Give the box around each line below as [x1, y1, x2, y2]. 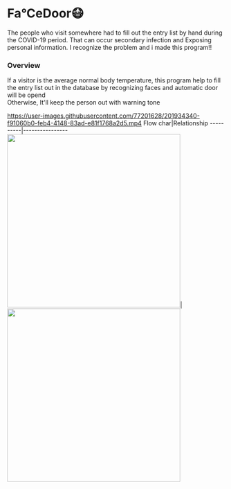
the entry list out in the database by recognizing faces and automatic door [7, 84, 219, 92]
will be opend [7, 91, 46, 99]
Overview [7, 60, 41, 70]
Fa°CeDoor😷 [7, 6, 84, 21]
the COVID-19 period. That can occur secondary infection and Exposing [7, 35, 212, 44]
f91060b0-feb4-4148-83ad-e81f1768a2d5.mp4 [7, 119, 142, 127]
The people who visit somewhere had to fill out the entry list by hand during [7, 28, 223, 37]
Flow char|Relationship [142, 119, 209, 127]
